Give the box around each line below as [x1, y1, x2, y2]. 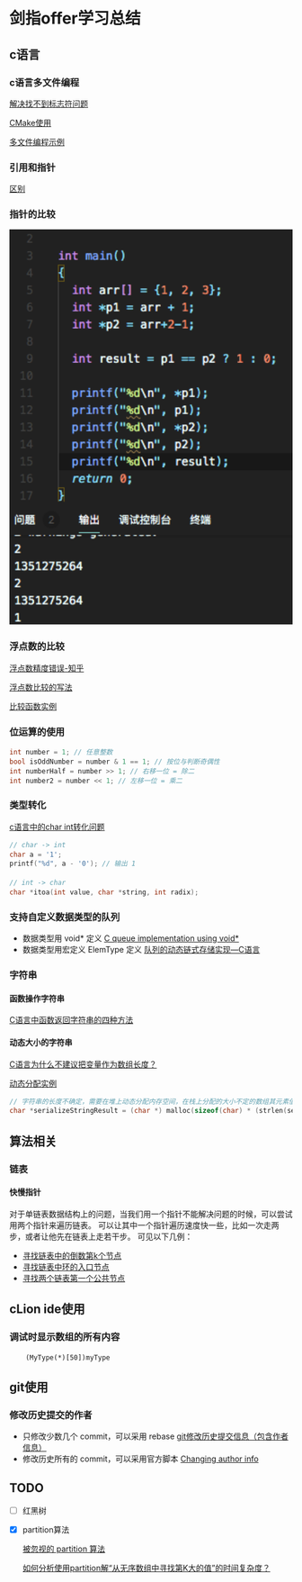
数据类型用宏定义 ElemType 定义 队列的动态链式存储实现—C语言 [22, 945, 261, 955]
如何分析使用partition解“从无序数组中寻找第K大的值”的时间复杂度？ [22, 1563, 271, 1574]
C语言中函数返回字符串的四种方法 [9, 1015, 134, 1026]
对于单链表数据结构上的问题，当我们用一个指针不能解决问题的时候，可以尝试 [9, 1208, 293, 1219]
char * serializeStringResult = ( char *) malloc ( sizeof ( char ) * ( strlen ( [9, 1107, 288, 1116]
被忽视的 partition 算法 [22, 1543, 106, 1554]
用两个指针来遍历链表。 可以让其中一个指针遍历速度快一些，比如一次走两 [9, 1219, 280, 1230]
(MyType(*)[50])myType [25, 1352, 111, 1362]
